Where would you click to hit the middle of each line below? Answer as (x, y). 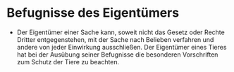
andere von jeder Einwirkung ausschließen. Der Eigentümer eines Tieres (122, 47)
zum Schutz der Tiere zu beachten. (68, 62)
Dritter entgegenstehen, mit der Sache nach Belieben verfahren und (115, 39)
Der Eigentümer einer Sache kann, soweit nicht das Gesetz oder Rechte (121, 32)
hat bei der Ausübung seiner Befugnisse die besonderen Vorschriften (117, 55)
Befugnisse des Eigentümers (93, 13)
